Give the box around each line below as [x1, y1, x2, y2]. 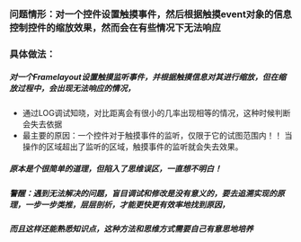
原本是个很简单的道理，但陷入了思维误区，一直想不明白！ [9, 164, 222, 175]
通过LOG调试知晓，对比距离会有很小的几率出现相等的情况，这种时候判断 [22, 107, 291, 118]
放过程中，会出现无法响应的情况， [9, 83, 136, 94]
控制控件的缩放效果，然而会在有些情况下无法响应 [9, 21, 222, 33]
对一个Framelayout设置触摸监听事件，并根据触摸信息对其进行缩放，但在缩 [9, 72, 287, 83]
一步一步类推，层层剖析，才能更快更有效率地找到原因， [24, 199, 230, 210]
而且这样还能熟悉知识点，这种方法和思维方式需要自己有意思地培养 [9, 223, 253, 235]
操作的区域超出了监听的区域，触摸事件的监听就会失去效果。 [22, 141, 243, 152]
